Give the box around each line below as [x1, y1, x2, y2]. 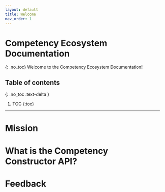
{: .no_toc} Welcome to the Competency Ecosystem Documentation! [5, 64, 143, 70]
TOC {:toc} [12, 101, 34, 107]
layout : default [5, 7, 38, 12]
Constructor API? [5, 156, 78, 167]
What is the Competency [5, 145, 109, 156]
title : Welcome [5, 12, 36, 17]
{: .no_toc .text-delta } [5, 91, 50, 97]
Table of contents [5, 78, 60, 86]
